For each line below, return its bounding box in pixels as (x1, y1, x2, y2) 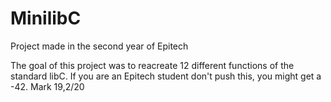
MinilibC (10, 7, 82, 30)
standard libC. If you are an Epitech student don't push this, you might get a (10, 70, 322, 82)
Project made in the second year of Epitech (10, 40, 189, 52)
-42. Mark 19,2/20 (10, 80, 85, 92)
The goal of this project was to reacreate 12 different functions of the (10, 59, 295, 71)
